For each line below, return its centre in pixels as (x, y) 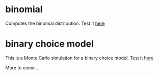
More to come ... (22, 67)
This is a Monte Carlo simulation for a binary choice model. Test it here (79, 58)
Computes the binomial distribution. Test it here (55, 23)
